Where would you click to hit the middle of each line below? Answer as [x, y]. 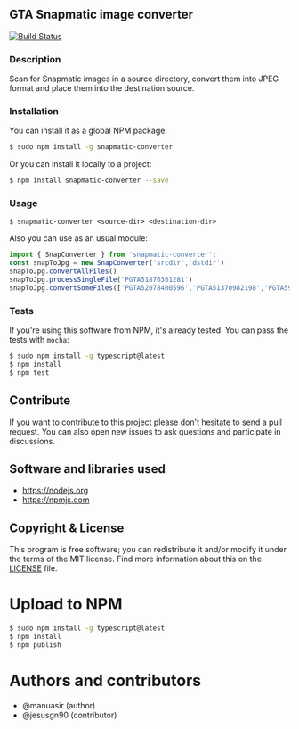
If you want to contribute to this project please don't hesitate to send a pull [146, 422]
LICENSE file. [33, 568]
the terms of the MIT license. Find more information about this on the [136, 559]
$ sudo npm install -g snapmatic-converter [91, 147]
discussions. [32, 441]
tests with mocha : [39, 340]
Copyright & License [67, 528]
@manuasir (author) [59, 705]
